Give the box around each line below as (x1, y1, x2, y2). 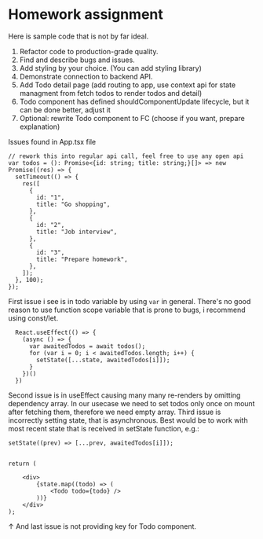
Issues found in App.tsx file (8, 137, 97, 146)
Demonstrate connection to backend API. (19, 71, 153, 81)
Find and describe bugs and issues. (19, 55, 135, 64)
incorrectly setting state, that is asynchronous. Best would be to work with (8, 415, 249, 425)
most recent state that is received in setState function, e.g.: (8, 423, 200, 433)
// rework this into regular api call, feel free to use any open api (8, 152, 244, 160)
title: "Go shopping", (36, 200, 111, 208)
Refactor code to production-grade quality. (19, 46, 159, 56)
